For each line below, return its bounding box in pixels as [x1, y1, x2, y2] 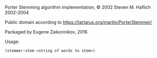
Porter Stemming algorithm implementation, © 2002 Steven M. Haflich [5, 4, 151, 10]
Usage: [5, 38, 20, 44]
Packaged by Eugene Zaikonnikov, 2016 [5, 29, 88, 34]
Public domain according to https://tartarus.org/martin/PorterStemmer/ [5, 19, 152, 25]
